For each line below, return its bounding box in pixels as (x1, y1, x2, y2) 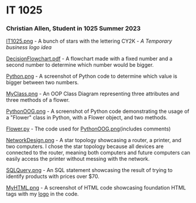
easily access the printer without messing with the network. (6, 156, 150, 163)
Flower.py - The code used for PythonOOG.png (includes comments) (6, 125, 171, 132)
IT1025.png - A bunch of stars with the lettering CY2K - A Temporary (6, 37, 173, 44)
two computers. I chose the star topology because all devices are (6, 143, 164, 150)
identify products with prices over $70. (6, 173, 99, 180)
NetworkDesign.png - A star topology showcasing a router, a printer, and (6, 137, 181, 144)
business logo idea (6, 44, 52, 51)
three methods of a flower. (6, 97, 70, 104)
